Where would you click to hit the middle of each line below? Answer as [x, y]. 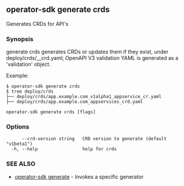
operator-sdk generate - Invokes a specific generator [79, 177]
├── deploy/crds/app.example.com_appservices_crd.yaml [75, 102]
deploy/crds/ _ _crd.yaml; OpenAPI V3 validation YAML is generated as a [92, 58]
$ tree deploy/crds [30, 92]
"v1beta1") [19, 144]
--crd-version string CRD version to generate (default [94, 139]
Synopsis [20, 39]
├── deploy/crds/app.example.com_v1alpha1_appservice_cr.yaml [84, 97]
